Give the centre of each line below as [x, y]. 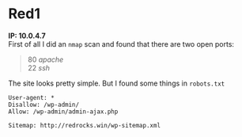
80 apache [45, 59]
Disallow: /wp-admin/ [44, 105]
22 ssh [38, 67]
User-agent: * [32, 97]
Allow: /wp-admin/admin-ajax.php [63, 112]
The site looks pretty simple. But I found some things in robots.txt [117, 83]
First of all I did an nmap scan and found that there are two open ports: [121, 44]
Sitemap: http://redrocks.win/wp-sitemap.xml [84, 125]
